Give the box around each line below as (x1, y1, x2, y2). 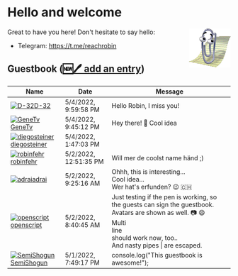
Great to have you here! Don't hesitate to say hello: (7, 28, 156, 36)
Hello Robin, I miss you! (111, 101, 179, 110)
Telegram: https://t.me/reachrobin (17, 41, 117, 50)
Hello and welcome (7, 4, 123, 21)
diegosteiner (10, 140, 47, 148)
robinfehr (10, 158, 38, 166)
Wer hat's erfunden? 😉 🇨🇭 (111, 182, 193, 191)
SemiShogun (10, 258, 48, 267)
